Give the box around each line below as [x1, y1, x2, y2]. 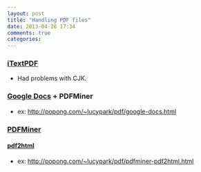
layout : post [7, 10, 45, 17]
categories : [7, 36, 41, 43]
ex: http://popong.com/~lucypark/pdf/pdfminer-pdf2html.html [17, 157, 194, 165]
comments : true [7, 29, 51, 37]
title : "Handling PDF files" [7, 17, 91, 23]
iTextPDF [7, 59, 39, 68]
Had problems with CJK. [17, 74, 87, 83]
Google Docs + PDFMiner [7, 91, 93, 101]
